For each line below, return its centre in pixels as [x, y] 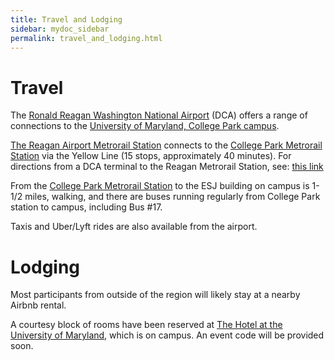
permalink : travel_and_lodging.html [86, 38]
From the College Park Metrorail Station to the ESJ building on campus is [160, 186]
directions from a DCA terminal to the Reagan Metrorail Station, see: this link [167, 167]
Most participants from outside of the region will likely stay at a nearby [155, 295]
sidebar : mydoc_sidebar [60, 29]
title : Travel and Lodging [66, 19]
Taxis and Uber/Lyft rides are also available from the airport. [134, 227]
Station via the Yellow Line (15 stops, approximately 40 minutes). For [151, 156]
